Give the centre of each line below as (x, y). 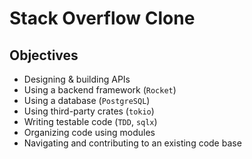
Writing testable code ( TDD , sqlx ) (90, 121)
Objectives (44, 55)
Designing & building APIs (77, 79)
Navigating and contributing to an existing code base (132, 143)
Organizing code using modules (89, 132)
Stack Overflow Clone (102, 18)
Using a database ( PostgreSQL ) (87, 100)
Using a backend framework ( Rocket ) (100, 90)
